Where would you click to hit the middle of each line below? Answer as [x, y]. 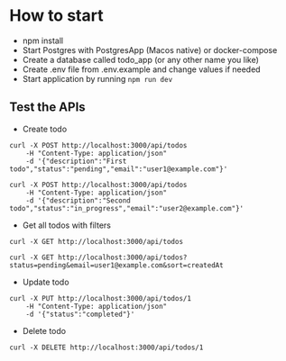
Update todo [46, 282]
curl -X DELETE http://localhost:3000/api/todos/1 [106, 347]
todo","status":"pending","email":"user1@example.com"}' [119, 169]
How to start [56, 16]
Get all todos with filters [66, 225]
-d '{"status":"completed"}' [80, 314]
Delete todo [44, 330]
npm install [43, 41]
